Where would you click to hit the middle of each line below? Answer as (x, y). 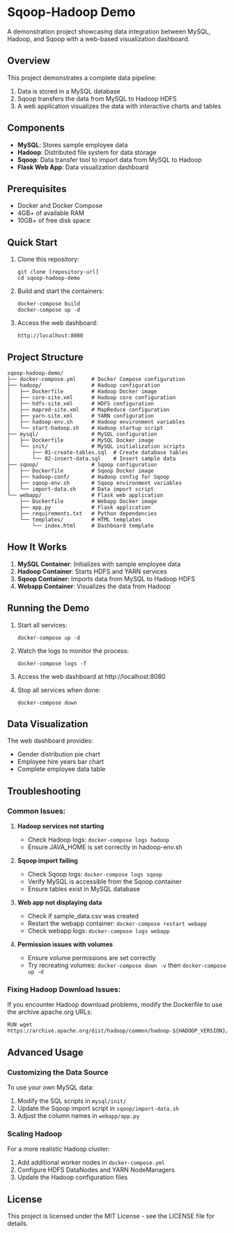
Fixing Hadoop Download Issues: (64, 989)
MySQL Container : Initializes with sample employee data (99, 564)
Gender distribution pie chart (59, 754)
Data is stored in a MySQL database (69, 91)
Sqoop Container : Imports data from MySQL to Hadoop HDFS (106, 578)
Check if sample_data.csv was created (83, 916)
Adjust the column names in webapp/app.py (78, 1116)
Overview (29, 61)
